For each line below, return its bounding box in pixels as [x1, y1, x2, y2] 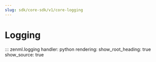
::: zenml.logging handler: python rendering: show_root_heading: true [5, 46, 151, 52]
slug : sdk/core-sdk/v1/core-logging [5, 7, 83, 13]
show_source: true [5, 51, 44, 57]
